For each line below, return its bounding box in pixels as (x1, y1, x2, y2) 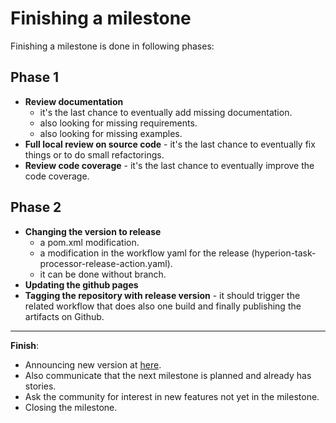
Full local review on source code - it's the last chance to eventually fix (24, 138, 316, 150)
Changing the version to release (24, 225, 162, 237)
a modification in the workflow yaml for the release (39, 247, 250, 259)
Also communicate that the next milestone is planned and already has (24, 369, 312, 381)
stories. (24, 380, 57, 392)
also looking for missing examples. (39, 127, 183, 139)
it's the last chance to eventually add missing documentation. (39, 106, 293, 118)
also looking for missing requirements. (39, 117, 198, 129)
